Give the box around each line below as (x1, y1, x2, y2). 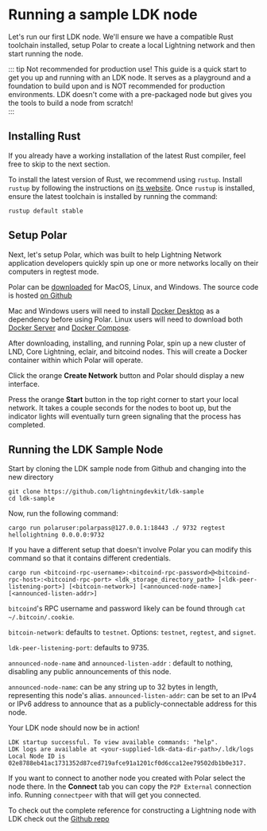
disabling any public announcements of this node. (8, 667, 172, 677)
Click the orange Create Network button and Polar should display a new (8, 370, 245, 380)
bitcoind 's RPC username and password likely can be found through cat (8, 603, 246, 614)
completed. (8, 419, 45, 429)
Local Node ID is (8, 752, 66, 761)
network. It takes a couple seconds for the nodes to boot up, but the (8, 403, 232, 412)
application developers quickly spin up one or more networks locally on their (8, 258, 259, 267)
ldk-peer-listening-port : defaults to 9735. (8, 643, 149, 653)
